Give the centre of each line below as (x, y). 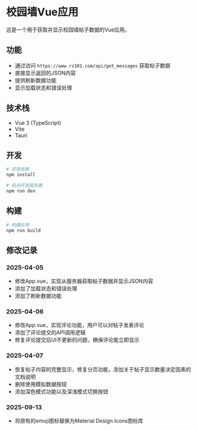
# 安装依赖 (18, 169)
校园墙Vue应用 (42, 12)
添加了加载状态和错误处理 (46, 289)
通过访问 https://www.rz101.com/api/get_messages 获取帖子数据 (92, 65)
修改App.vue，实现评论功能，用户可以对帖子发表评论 (79, 325)
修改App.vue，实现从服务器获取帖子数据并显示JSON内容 (84, 281)
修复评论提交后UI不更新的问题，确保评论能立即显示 (77, 340)
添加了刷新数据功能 (38, 296)
